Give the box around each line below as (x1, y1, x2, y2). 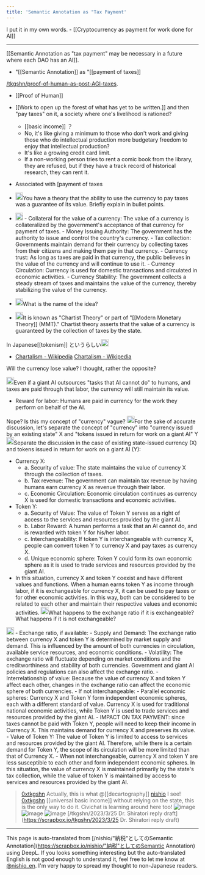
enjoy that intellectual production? (24, 142, 110, 150)
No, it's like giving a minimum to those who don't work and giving (24, 129, 189, 137)
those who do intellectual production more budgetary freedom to (24, 136, 188, 143)
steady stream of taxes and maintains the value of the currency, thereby (15, 279, 196, 287)
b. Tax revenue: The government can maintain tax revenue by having (24, 477, 197, 484)
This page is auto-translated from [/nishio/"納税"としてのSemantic (6, 834, 173, 841)
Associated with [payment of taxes (15, 180, 103, 187)
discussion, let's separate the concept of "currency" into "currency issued (6, 424, 193, 431)
